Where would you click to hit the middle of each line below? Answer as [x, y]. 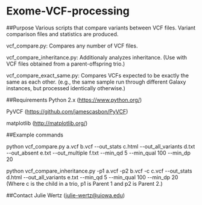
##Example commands [35, 135]
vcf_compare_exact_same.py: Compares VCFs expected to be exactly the [97, 75]
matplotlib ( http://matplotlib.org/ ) [47, 123]
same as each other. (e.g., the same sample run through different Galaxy [96, 82]
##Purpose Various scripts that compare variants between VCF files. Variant [101, 28]
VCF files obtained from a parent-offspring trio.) [66, 64]
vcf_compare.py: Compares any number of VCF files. [72, 46]
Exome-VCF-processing [68, 11]
